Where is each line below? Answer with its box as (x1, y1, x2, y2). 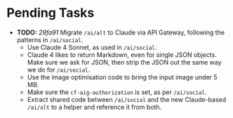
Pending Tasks (6, 5, 95, 21)
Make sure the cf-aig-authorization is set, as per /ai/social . (27, 88, 208, 96)
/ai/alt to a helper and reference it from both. (27, 103, 162, 111)
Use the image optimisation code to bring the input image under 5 (27, 72, 218, 81)
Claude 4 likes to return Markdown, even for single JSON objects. (27, 51, 217, 59)
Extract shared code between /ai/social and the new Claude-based (27, 95, 227, 103)
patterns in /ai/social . (16, 35, 84, 44)
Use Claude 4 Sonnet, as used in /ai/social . (27, 43, 157, 51)
